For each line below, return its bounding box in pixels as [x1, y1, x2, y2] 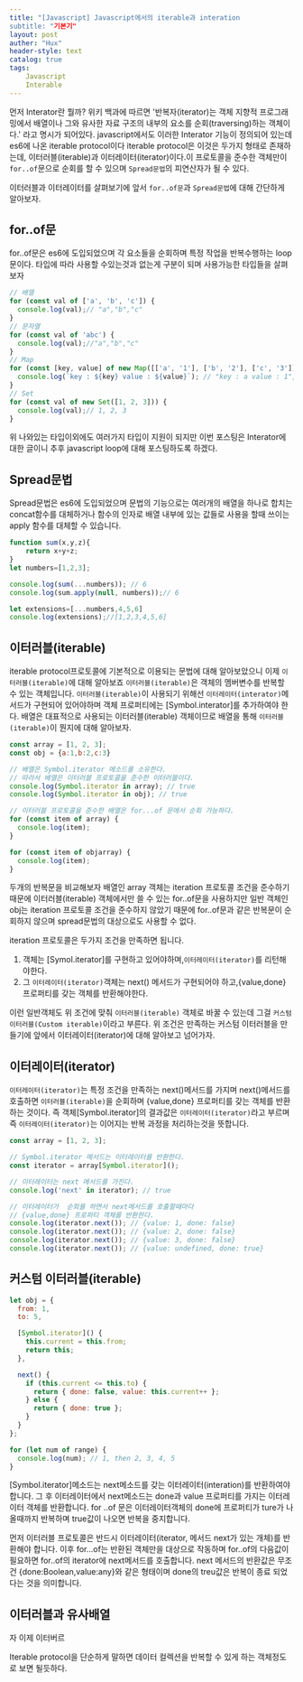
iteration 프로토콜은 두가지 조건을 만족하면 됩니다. [9, 935, 185, 946]
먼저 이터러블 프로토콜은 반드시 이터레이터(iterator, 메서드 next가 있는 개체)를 [9, 1532, 281, 1544]
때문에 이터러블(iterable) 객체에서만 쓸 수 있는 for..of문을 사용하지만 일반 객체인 [9, 893, 289, 904]
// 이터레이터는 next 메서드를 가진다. [9, 1177, 134, 1186]
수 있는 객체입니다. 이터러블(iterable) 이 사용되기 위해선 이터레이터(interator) [9, 688, 282, 700]
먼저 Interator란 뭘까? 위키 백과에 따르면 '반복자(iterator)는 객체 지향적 [9, 106, 258, 117]
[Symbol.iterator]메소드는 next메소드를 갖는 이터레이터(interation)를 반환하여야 [9, 1480, 291, 1491]
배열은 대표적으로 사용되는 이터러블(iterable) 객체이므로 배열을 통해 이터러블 [21, 711, 284, 722]
